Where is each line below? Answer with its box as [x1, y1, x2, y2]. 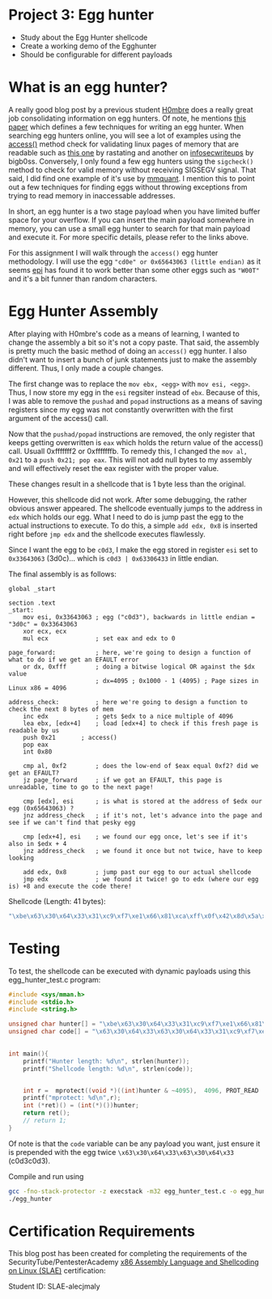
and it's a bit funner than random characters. [8, 274, 158, 283]
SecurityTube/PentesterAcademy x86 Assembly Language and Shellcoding [8, 1257, 259, 1267]
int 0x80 [23, 747, 53, 756]
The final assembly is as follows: [8, 569, 117, 579]
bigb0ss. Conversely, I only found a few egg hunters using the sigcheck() [8, 156, 254, 166]
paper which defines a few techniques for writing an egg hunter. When [8, 121, 244, 131]
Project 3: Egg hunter [8, 6, 155, 24]
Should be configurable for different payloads [19, 49, 172, 59]
